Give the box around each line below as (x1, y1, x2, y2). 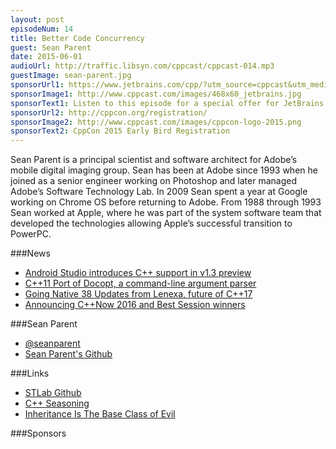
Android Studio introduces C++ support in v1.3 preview (24, 267, 252, 279)
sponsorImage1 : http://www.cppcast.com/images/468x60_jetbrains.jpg (10, 89, 302, 99)
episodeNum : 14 (10, 24, 74, 34)
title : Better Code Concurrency (10, 33, 145, 43)
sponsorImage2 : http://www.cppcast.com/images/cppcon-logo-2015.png (10, 117, 302, 127)
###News (10, 247, 51, 260)
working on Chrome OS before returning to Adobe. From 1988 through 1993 (10, 196, 322, 208)
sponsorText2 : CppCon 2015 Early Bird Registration (10, 126, 230, 136)
